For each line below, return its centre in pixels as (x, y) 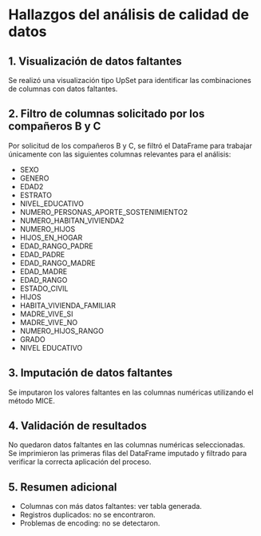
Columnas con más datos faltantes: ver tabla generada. (111, 506)
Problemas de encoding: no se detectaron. (90, 523)
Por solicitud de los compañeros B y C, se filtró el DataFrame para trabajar (130, 145)
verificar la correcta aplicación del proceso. (80, 462)
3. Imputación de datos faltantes (91, 373)
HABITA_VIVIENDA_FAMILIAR (67, 305)
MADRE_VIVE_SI (46, 314)
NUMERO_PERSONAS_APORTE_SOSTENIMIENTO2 (104, 212)
